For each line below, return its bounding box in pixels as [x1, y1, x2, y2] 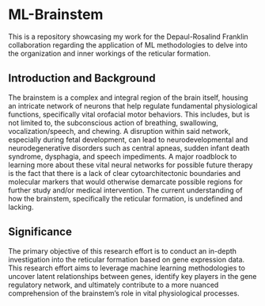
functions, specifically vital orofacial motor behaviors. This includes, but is [8, 109, 251, 119]
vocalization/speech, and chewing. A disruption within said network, [8, 126, 231, 136]
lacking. [8, 202, 34, 212]
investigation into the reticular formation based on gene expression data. [8, 254, 245, 264]
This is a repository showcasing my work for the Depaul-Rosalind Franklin [8, 32, 249, 41]
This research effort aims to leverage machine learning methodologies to [8, 263, 245, 273]
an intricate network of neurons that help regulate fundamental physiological [8, 101, 258, 110]
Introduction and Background [8, 71, 156, 85]
